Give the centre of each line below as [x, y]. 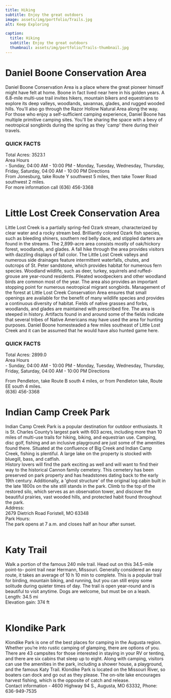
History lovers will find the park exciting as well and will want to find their [82, 464]
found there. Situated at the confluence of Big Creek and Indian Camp [79, 448]
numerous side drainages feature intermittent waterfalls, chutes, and [77, 260]
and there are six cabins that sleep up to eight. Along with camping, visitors [84, 659]
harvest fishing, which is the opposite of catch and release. [68, 680]
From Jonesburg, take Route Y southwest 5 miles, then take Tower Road [81, 176]
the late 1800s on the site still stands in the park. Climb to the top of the [80, 486]
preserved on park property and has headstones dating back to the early [82, 476]
